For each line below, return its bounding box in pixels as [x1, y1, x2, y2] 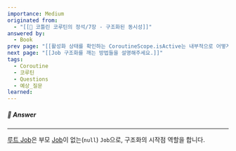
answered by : [7, 29, 46, 37]
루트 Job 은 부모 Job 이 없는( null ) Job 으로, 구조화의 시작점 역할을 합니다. [7, 136, 206, 144]
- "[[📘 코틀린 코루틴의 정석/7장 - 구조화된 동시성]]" [13, 23, 152, 30]
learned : [7, 88, 33, 96]
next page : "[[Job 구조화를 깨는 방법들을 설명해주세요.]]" [7, 50, 164, 57]
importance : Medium [7, 10, 65, 18]
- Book [13, 37, 33, 44]
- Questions [13, 75, 49, 83]
